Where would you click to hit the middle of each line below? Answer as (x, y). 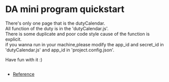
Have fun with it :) (24, 59)
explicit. (13, 39)
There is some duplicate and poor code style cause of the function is (78, 34)
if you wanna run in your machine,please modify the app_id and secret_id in (84, 44)
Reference (23, 74)
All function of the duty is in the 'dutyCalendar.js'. (57, 28)
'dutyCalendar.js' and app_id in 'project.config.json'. (60, 50)
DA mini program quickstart (65, 9)
